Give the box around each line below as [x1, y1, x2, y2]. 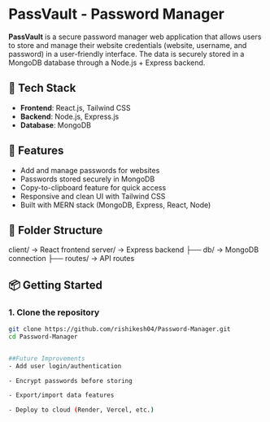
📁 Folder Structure [8, 223, 103, 237]
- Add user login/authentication [8, 362, 122, 370]
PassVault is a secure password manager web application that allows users [8, 32, 262, 41]
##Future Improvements [8, 355, 85, 363]
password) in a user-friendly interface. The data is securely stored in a [8, 49, 245, 59]
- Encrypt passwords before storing [8, 376, 133, 385]
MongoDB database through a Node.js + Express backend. [8, 58, 206, 67]
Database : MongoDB [20, 120, 92, 130]
